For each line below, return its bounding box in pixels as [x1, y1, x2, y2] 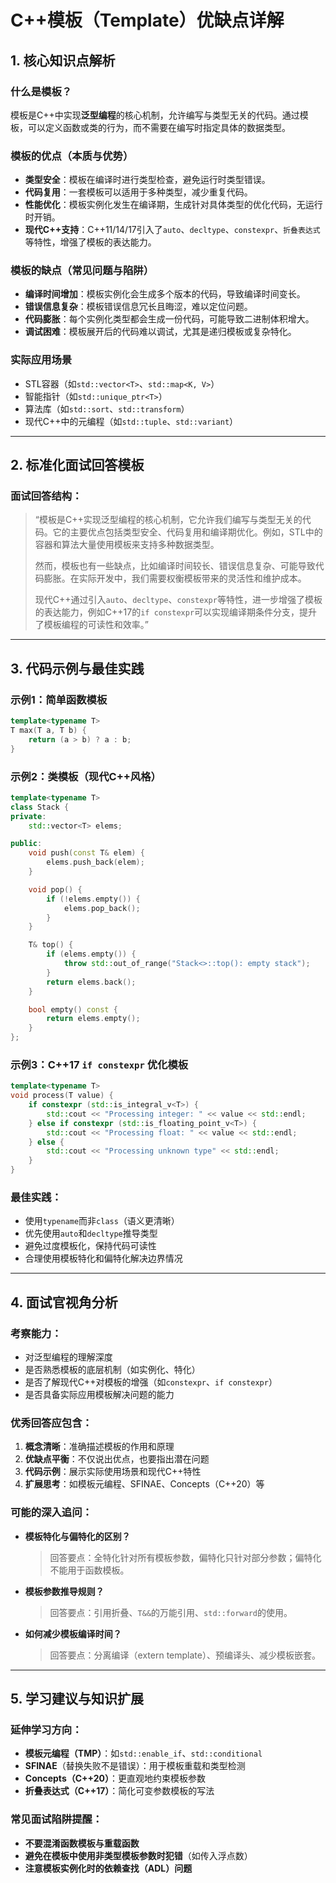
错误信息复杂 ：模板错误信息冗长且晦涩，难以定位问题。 [24, 301, 253, 313]
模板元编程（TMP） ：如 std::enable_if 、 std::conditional [24, 1747, 263, 1760]
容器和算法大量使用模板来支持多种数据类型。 [34, 539, 220, 551]
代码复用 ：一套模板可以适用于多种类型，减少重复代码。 [24, 186, 253, 198]
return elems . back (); [46, 977, 137, 987]
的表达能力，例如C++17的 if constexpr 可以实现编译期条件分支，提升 [34, 606, 318, 618]
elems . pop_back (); [63, 903, 141, 913]
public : [10, 839, 43, 849]
